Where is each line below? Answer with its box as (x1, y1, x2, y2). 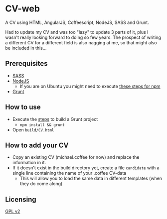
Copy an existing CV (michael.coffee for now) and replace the (12, 154, 140, 160)
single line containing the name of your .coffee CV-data (12, 170, 127, 176)
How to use (5, 103, 41, 111)
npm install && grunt (19, 122, 65, 127)
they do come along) (19, 181, 63, 187)
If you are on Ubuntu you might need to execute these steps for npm (19, 83, 161, 89)
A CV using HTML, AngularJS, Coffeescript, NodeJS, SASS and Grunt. (5, 19, 150, 25)
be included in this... (5, 45, 47, 51)
